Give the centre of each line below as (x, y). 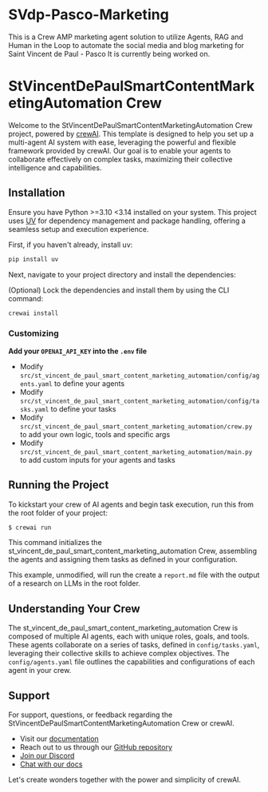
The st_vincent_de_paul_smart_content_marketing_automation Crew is (123, 628)
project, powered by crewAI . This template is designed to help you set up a (131, 133)
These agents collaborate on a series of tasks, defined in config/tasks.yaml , (134, 645)
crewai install (33, 313)
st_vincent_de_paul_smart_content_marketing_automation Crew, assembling (133, 551)
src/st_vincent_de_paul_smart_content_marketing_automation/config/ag (140, 376)
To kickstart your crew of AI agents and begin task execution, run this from (131, 504)
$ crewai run (30, 527)
